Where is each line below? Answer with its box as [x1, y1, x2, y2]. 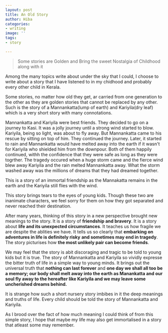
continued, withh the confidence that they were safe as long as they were [5, 151, 157, 157]
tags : [5, 36, 17, 41]
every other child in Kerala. [5, 84, 61, 90]
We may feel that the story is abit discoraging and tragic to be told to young [5, 249, 162, 255]
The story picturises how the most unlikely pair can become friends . [5, 239, 149, 245]
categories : [5, 21, 30, 27]
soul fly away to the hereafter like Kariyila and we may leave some [5, 276, 146, 282]
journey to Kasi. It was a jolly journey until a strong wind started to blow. [5, 125, 154, 131]
